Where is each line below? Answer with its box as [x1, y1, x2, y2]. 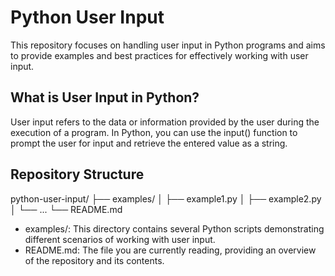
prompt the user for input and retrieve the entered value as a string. [10, 137, 288, 149]
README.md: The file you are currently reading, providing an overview [24, 244, 317, 256]
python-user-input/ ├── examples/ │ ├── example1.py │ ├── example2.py [10, 192, 322, 205]
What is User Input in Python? [10, 89, 200, 106]
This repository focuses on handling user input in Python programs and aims [10, 39, 326, 51]
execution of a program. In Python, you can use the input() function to [10, 126, 298, 138]
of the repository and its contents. [24, 254, 165, 266]
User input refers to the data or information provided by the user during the [10, 116, 320, 128]
